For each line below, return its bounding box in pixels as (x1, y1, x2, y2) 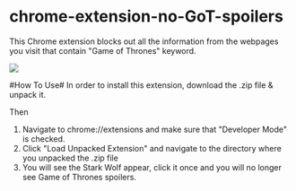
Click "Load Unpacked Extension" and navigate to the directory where (22, 143, 283, 153)
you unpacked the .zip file (22, 152, 118, 163)
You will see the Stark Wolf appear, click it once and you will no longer (22, 161, 283, 172)
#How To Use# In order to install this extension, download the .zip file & (9, 79, 274, 91)
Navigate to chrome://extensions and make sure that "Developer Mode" (22, 124, 288, 135)
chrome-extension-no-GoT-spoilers (9, 6, 284, 27)
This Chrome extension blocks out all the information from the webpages (9, 36, 279, 47)
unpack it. (9, 89, 47, 100)
